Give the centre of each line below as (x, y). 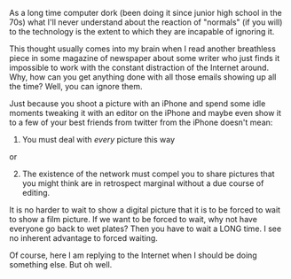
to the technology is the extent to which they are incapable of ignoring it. (142, 31)
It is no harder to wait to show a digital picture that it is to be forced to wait (145, 210)
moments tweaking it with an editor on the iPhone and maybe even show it (145, 113)
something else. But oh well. (61, 264)
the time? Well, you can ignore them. (76, 86)
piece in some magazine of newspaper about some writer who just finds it (145, 58)
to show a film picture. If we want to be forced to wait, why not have (133, 219)
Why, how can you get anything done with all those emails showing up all (143, 77)
